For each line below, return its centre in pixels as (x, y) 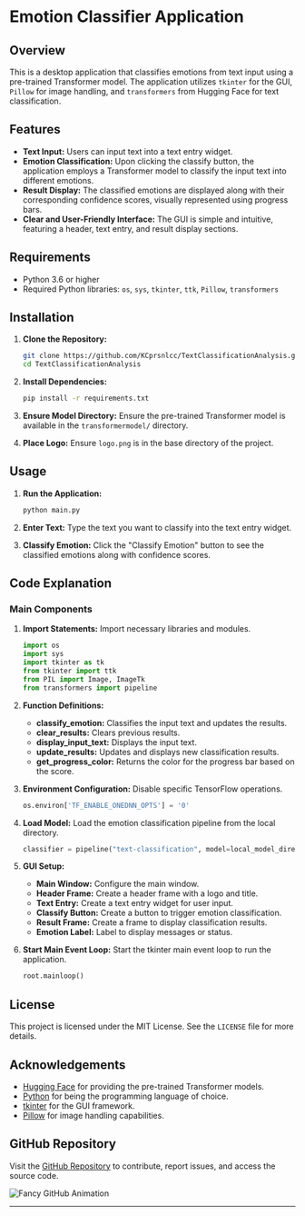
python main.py (51, 510)
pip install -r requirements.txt (86, 399)
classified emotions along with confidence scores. (117, 554)
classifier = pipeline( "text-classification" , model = (126, 849)
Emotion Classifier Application (127, 17)
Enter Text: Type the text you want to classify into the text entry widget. (157, 527)
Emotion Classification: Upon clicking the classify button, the (138, 161)
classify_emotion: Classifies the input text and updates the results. (162, 723)
